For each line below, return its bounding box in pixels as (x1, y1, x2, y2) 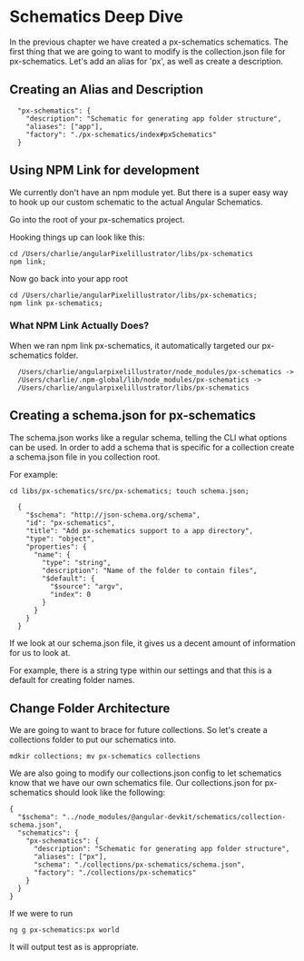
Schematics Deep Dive (9, 6, 183, 27)
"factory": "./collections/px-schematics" (33, 868, 197, 877)
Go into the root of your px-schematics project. (9, 213, 185, 224)
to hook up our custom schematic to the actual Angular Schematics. (9, 196, 263, 207)
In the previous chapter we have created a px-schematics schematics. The (9, 36, 289, 47)
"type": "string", (42, 558, 112, 567)
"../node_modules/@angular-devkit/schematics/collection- (62, 813, 286, 822)
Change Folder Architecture (9, 701, 171, 717)
